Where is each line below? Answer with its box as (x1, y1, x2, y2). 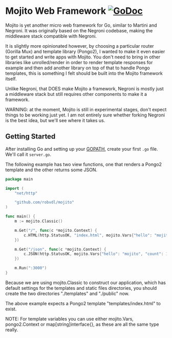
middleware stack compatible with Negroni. (5, 33, 97, 39)
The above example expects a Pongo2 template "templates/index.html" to (5, 300, 161, 306)
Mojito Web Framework (5, 5, 106, 17)
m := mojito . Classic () (14, 218, 63, 224)
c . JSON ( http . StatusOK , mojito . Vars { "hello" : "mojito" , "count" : (24, 251, 164, 256)
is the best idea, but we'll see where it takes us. (5, 117, 105, 123)
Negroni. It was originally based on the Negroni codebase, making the (5, 27, 153, 33)
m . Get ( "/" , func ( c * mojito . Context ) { (14, 228, 97, 233)
